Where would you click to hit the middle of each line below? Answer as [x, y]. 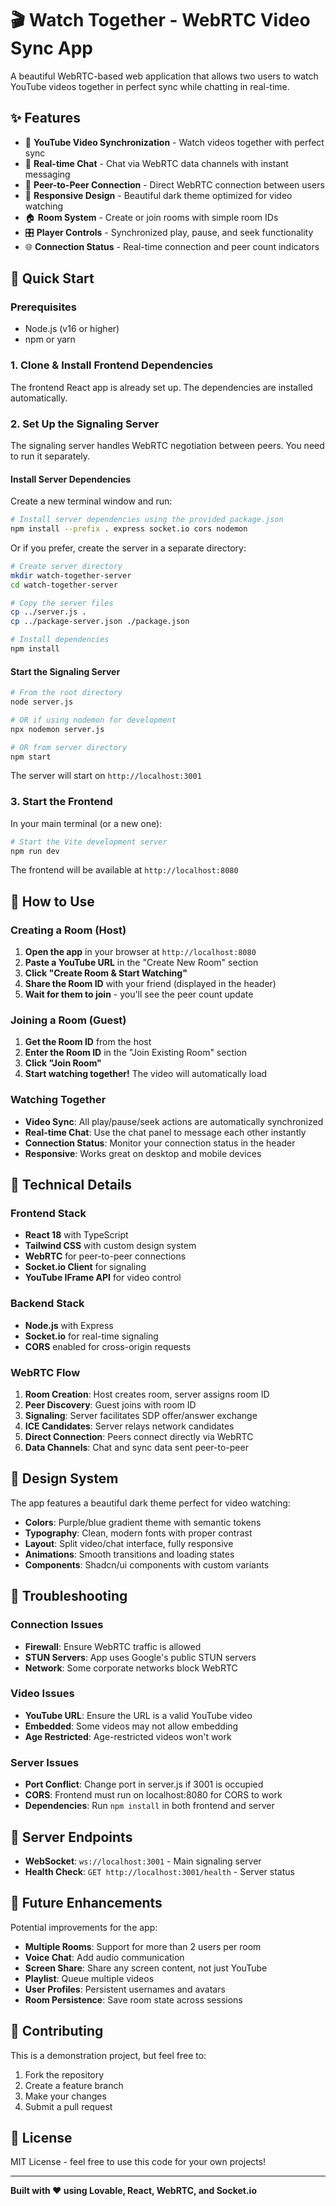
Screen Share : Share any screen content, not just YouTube [146, 1968]
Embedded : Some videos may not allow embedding [131, 1726]
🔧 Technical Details [71, 1185]
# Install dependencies [60, 640]
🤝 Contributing [57, 2031]
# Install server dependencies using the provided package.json [147, 520]
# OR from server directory [69, 747]
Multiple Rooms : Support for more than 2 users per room [143, 1946]
